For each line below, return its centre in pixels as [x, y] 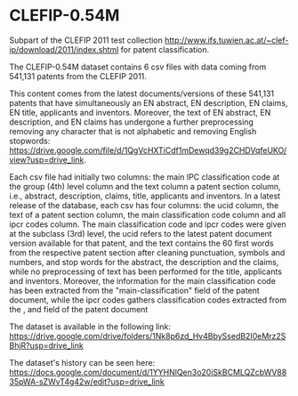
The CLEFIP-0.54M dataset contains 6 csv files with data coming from [138, 67]
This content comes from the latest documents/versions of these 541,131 [142, 93]
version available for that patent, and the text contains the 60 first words [141, 243]
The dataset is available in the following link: [90, 327]
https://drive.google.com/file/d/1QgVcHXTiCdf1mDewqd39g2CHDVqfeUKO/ [148, 150]
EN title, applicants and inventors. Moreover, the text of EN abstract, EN [140, 112]
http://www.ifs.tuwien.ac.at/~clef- [226, 40]
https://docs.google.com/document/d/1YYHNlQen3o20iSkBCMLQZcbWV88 [148, 372]
